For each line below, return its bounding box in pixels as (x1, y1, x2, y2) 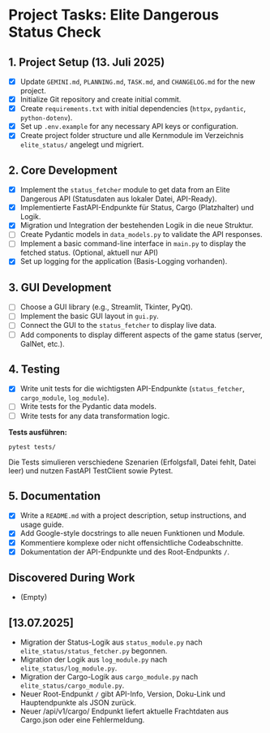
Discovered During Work (8, 571, 135, 585)
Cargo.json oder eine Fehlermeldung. (19, 715, 145, 725)
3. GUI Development (8, 280, 112, 294)
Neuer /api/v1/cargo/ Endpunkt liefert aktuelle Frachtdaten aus (19, 706, 229, 716)
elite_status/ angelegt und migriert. (19, 140, 144, 149)
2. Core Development (8, 163, 118, 177)
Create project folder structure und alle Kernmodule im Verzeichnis (19, 131, 244, 140)
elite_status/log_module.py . (19, 663, 118, 673)
